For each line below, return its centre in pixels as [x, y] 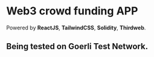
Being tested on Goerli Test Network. [77, 46]
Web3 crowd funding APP [72, 11]
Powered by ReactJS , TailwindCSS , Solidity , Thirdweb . [76, 28]
